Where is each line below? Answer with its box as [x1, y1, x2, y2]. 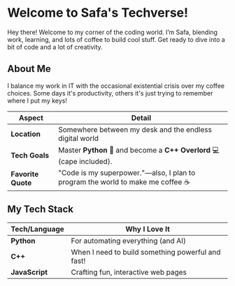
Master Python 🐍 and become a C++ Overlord [58, 145, 211, 155]
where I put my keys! [7, 96, 68, 105]
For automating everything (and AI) [71, 236, 187, 246]
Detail [131, 113, 152, 123]
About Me [7, 63, 51, 75]
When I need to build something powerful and [71, 247, 221, 257]
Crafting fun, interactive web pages [71, 267, 187, 277]
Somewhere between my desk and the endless [58, 124, 212, 134]
